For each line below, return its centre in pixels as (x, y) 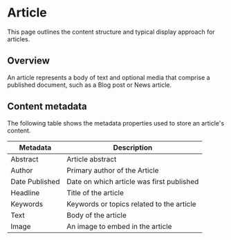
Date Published (35, 181)
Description (133, 148)
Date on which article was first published (133, 181)
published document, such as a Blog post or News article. (89, 85)
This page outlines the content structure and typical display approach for (111, 32)
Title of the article (95, 192)
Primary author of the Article (113, 170)
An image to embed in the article (119, 226)
